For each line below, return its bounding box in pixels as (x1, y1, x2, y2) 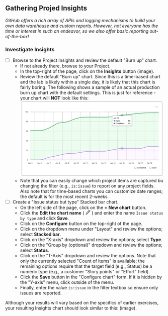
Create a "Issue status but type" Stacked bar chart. (12, 198, 119, 205)
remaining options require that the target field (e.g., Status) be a (20, 263, 152, 269)
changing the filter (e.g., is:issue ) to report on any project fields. (20, 183, 155, 189)
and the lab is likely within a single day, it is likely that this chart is (20, 79, 155, 85)
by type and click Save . (20, 215, 69, 221)
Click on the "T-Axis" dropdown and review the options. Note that (20, 252, 156, 258)
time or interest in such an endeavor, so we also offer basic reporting (5, 28, 149, 34)
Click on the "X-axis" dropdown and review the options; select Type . (20, 236, 162, 243)
